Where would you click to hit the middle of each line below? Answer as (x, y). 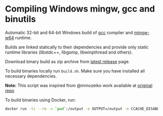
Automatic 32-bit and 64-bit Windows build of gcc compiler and (69, 32)
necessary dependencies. (31, 76)
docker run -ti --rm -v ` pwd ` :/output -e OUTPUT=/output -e (67, 109)
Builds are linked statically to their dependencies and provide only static (77, 47)
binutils (21, 19)
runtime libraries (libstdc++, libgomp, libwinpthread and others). (69, 52)
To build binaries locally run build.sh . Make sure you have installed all (75, 71)
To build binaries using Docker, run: (41, 100)
